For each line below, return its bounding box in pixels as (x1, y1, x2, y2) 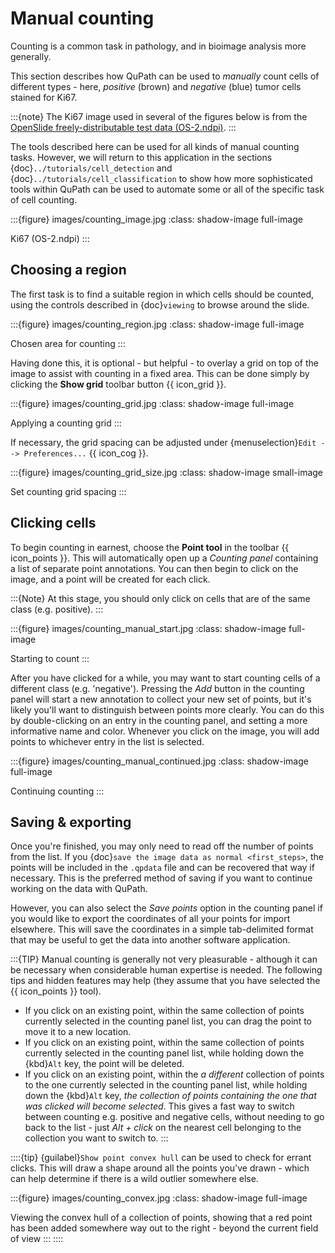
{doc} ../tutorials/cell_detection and (10, 162, 173, 174)
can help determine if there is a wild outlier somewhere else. (10, 1173, 259, 1185)
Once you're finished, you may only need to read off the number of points (10, 840, 314, 852)
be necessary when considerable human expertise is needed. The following (10, 964, 323, 976)
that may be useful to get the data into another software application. (10, 934, 291, 946)
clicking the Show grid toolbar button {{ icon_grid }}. (10, 378, 227, 390)
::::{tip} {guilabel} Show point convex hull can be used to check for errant (10, 1152, 312, 1164)
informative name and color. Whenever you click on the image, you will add (10, 725, 320, 737)
